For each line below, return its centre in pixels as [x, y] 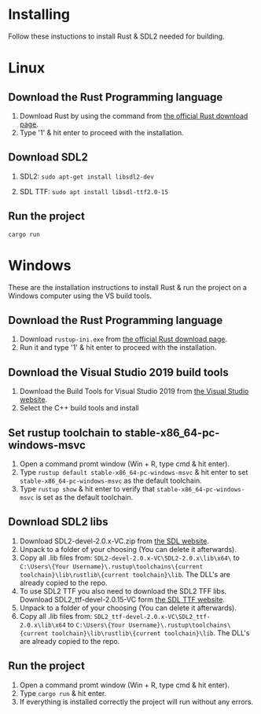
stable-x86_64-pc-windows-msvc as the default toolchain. [110, 480]
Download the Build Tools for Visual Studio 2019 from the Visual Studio [134, 392]
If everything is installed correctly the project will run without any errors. [136, 701]
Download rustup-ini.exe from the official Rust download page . [123, 339]
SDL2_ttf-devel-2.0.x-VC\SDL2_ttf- [152, 616]
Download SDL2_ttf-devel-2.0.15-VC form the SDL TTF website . [122, 599]
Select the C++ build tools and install [79, 408]
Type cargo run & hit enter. [63, 693]
